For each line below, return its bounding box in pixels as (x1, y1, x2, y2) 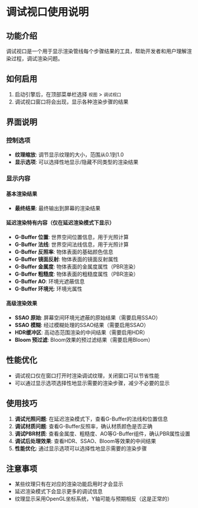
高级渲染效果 (6, 300, 37, 307)
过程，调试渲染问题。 (11, 55, 63, 62)
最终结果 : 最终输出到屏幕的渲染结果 (14, 205, 101, 212)
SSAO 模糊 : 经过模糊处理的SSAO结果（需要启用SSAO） (14, 322, 149, 329)
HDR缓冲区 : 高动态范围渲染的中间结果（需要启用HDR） (14, 329, 148, 336)
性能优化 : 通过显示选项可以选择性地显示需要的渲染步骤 (14, 445, 147, 452)
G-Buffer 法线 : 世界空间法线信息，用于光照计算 (14, 241, 129, 248)
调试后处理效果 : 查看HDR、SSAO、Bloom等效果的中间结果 (14, 437, 156, 444)
